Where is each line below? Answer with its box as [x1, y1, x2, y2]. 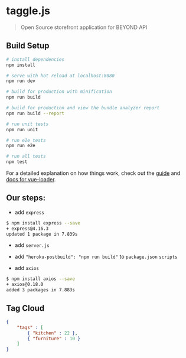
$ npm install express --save [6, 220, 81, 226]
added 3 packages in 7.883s [6, 287, 76, 293]
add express [14, 209, 44, 216]
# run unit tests [6, 121, 49, 127]
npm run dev [6, 78, 35, 84]
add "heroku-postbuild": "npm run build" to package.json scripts [14, 253, 178, 261]
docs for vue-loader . [6, 176, 56, 183]
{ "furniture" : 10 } [27, 336, 81, 341]
